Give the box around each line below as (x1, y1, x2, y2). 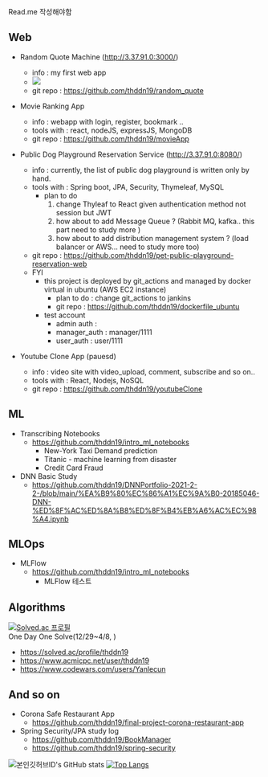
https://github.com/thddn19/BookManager (31, 734, 171, 745)
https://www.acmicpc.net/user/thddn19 (19, 656, 150, 665)
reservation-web (31, 259, 87, 268)
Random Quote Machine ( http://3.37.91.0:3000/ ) (19, 51, 179, 62)
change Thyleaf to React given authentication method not (55, 199, 246, 209)
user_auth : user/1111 (55, 336, 124, 346)
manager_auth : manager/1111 (55, 327, 152, 337)
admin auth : (55, 318, 98, 328)
